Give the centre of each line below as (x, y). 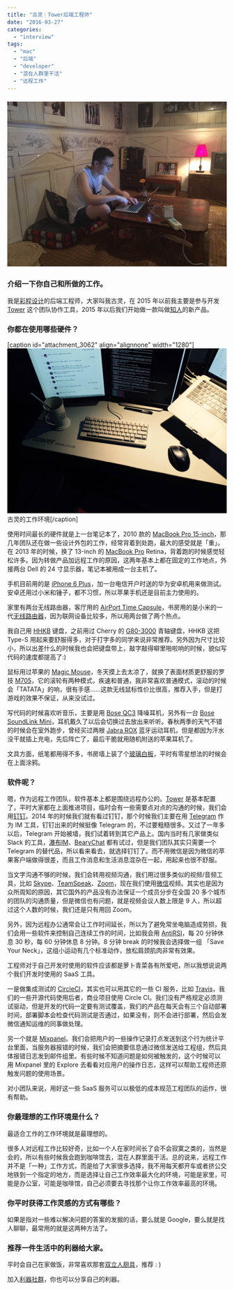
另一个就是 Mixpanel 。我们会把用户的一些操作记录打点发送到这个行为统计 (113, 1039)
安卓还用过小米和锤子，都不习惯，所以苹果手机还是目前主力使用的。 (105, 592)
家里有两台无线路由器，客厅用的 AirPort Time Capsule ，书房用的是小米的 (112, 608)
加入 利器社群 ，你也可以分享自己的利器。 (65, 1280)
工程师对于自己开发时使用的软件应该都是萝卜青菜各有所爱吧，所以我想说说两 (117, 966)
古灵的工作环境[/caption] (43, 519)
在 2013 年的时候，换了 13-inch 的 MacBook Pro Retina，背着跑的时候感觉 (113, 552)
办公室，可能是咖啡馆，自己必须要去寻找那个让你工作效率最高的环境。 (120, 1183)
